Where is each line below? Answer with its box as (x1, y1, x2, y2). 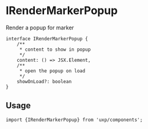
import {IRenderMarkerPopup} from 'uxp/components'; (6, 117, 143, 123)
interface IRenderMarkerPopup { (6, 35, 88, 42)
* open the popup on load (19, 68, 86, 74)
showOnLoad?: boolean (17, 78, 72, 84)
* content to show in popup (19, 46, 91, 53)
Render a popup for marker (6, 24, 75, 31)
